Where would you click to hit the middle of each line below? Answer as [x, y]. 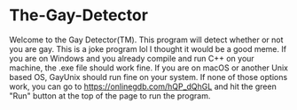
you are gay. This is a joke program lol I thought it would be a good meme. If [148, 48]
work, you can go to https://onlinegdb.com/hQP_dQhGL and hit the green [143, 86]
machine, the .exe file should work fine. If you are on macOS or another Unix [148, 68]
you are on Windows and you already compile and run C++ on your [132, 58]
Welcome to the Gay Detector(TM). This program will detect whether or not [146, 40]
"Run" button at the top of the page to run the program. [110, 95]
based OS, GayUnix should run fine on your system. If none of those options [148, 77]
